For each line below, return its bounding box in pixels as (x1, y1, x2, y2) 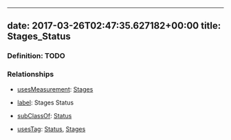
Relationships (7, 70, 54, 79)
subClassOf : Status (16, 111, 72, 120)
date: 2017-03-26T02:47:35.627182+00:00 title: (7, 20, 221, 31)
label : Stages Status (16, 98, 74, 107)
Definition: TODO (7, 51, 65, 61)
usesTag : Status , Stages (16, 124, 86, 133)
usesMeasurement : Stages (16, 85, 93, 93)
